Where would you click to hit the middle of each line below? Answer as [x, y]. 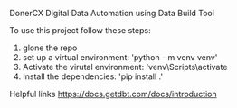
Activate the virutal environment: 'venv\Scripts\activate [125, 67]
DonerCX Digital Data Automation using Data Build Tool [112, 13]
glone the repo [50, 48]
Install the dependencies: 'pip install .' [93, 76]
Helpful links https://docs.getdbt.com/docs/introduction [113, 94]
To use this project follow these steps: [80, 30]
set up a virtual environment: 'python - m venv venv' [120, 57]
